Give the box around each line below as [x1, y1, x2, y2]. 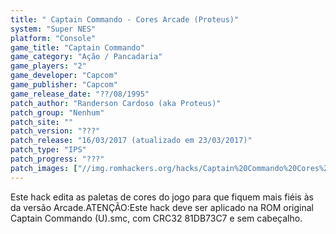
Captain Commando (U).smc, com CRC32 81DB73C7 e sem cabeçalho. [10, 212, 303, 224]
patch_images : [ [10, 163, 78, 173]
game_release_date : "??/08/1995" [10, 89, 150, 99]
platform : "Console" [10, 33, 97, 43]
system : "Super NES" [10, 24, 97, 34]
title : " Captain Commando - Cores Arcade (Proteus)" [10, 14, 240, 25]
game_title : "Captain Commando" [10, 42, 145, 53]
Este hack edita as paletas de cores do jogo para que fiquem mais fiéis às [10, 191, 314, 203]
